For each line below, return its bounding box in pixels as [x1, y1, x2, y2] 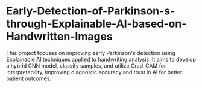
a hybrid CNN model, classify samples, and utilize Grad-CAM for [6, 62, 166, 69]
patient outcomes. [6, 75, 51, 82]
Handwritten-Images [6, 30, 113, 43]
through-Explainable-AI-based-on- [6, 17, 187, 31]
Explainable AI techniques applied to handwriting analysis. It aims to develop [6, 56, 197, 63]
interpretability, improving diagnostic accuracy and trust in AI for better [6, 68, 183, 75]
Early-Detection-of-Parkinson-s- [6, 4, 175, 18]
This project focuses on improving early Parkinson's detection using [6, 49, 176, 56]
